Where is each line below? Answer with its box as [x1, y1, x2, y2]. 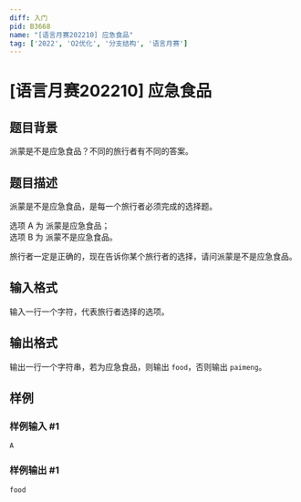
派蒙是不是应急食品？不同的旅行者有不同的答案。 [9, 146, 193, 157]
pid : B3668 [9, 22, 51, 31]
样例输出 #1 [9, 464, 59, 476]
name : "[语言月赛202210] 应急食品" [9, 30, 134, 39]
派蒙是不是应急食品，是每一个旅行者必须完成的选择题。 [9, 201, 217, 212]
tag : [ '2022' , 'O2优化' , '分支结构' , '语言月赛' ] [9, 38, 189, 48]
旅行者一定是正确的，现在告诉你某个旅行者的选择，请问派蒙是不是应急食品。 [9, 251, 297, 262]
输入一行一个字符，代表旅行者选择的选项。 [9, 306, 170, 317]
